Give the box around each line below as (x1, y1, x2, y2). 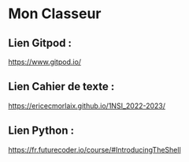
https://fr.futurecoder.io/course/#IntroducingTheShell (8, 145, 181, 154)
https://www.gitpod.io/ (8, 57, 81, 66)
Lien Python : (8, 124, 75, 138)
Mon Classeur (8, 5, 102, 23)
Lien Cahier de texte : (8, 80, 115, 93)
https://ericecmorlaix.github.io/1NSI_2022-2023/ (8, 100, 166, 111)
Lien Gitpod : (8, 36, 72, 50)
